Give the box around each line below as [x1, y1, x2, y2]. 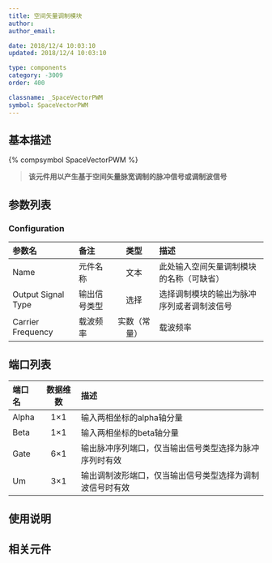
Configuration [8, 222, 65, 234]
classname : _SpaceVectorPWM [8, 93, 104, 101]
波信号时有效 [80, 482, 130, 493]
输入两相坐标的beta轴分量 [80, 427, 180, 438]
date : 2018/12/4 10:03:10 [8, 41, 96, 49]
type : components [8, 64, 67, 72]
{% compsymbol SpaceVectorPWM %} [8, 155, 139, 165]
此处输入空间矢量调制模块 [159, 261, 257, 272]
